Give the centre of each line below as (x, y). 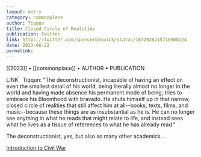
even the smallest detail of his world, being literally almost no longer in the (98, 86)
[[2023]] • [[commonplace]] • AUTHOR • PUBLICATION (76, 68)
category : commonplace (35, 17)
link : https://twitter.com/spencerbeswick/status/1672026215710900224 (97, 40)
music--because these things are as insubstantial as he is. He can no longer (100, 111)
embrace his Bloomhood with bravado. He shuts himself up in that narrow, (98, 99)
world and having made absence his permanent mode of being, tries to (94, 92)
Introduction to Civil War (36, 147)
